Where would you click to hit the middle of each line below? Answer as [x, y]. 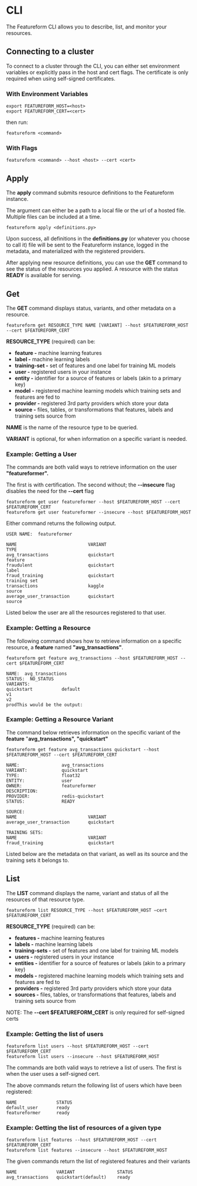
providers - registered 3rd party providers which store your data [93, 988]
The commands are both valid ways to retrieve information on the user [92, 467]
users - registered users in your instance [64, 957]
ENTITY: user [39, 780]
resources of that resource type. [45, 899]
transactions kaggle [55, 586]
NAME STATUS [39, 1102]
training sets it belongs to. [38, 860]
